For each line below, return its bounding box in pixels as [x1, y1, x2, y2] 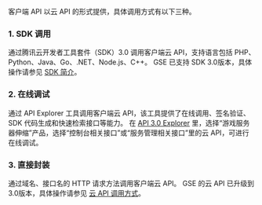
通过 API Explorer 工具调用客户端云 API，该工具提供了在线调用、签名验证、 [8, 108, 251, 118]
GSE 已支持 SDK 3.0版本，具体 [152, 57, 253, 67]
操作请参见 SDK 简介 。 [8, 68, 82, 77]
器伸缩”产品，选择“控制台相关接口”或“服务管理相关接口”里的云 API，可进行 [8, 128, 249, 137]
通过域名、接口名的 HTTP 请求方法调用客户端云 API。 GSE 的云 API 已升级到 [8, 178, 255, 188]
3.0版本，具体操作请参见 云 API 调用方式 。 [8, 188, 146, 198]
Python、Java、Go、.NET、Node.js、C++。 [8, 57, 151, 67]
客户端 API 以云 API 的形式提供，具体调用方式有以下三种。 [8, 7, 196, 16]
